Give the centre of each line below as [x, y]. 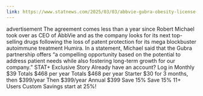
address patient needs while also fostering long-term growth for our [91, 61]
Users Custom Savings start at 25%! [51, 86]
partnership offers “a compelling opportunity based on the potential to [94, 54]
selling [14, 41]
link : [13, 12]
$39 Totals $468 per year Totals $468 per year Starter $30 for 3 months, [97, 73]
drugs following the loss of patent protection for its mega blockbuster [110, 41]
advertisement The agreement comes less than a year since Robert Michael [100, 29]
